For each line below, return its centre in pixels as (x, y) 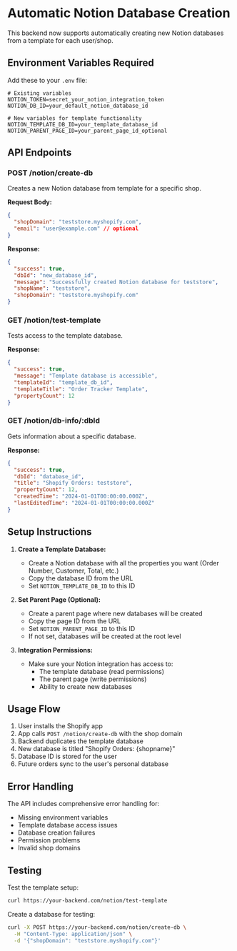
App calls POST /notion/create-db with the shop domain (100, 734)
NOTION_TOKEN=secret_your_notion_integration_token (86, 99)
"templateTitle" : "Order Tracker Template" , (81, 389)
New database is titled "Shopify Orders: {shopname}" (96, 749)
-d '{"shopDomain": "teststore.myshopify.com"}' (87, 940)
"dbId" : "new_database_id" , (56, 275)
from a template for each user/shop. (60, 40)
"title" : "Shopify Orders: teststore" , (73, 483)
